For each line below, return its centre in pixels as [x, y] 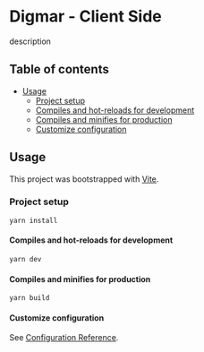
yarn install [34, 220]
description [30, 41]
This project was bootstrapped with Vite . [84, 179]
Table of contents [59, 69]
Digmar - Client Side [86, 17]
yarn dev [25, 260]
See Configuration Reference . [64, 338]
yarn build [30, 298]
